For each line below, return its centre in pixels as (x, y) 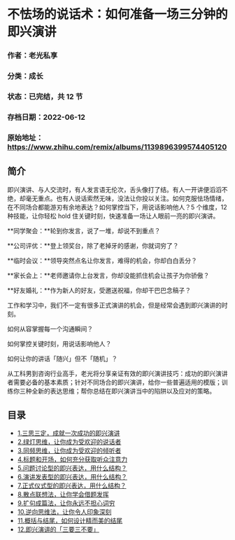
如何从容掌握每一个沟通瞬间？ (50, 328)
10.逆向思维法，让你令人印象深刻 (64, 512)
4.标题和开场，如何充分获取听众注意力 (72, 459)
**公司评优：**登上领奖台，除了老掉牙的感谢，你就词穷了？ (93, 245)
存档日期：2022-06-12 (47, 117)
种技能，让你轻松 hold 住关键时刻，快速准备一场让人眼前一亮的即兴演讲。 (113, 216)
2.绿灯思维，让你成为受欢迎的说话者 (69, 442)
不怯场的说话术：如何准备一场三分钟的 (118, 14)
